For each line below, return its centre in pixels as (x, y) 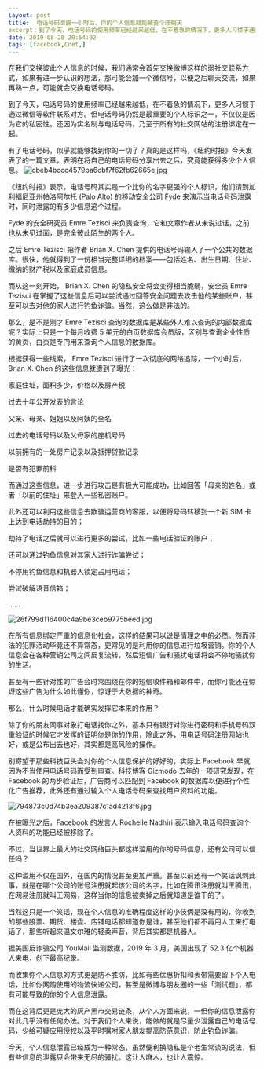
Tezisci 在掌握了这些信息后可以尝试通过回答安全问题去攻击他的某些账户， (127, 296)
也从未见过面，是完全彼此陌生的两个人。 (73, 233)
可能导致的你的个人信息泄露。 (63, 994)
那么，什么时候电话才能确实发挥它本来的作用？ (84, 708)
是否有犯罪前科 (32, 469)
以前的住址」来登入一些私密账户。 (77, 495)
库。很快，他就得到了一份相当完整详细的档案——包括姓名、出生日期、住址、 (132, 259)
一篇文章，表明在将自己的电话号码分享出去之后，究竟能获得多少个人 (139, 160)
